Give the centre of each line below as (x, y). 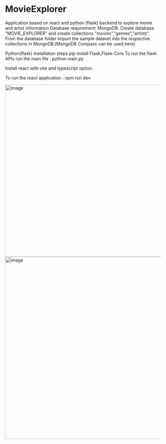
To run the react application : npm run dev (48, 78)
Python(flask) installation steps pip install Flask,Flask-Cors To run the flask (81, 53)
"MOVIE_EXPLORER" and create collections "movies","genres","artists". (78, 33)
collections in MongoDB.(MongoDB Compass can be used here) (70, 44)
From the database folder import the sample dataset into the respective (78, 39)
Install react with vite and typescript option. (49, 68)
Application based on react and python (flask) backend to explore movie (79, 23)
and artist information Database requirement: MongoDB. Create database (80, 28)
